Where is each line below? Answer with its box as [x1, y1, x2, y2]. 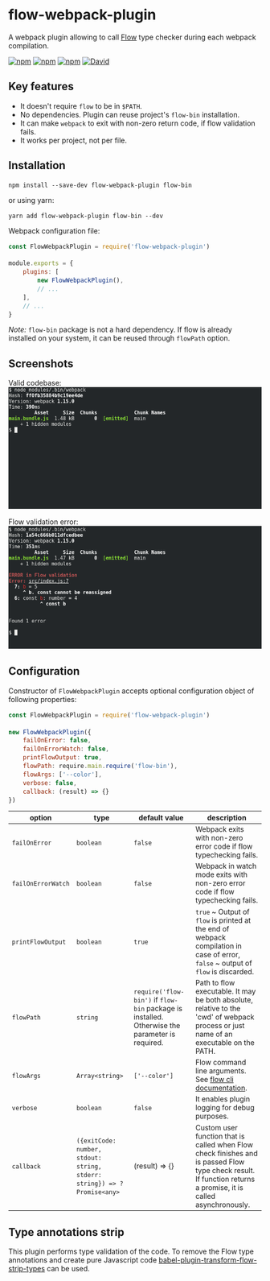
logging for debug [195, 1103, 255, 1113]
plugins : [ [22, 268, 59, 276]
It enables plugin [195, 1094, 251, 1104]
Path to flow [195, 977, 235, 987]
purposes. [195, 1111, 229, 1121]
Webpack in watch [195, 862, 257, 871]
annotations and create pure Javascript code [8, 1254, 157, 1265]
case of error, [195, 949, 241, 959]
